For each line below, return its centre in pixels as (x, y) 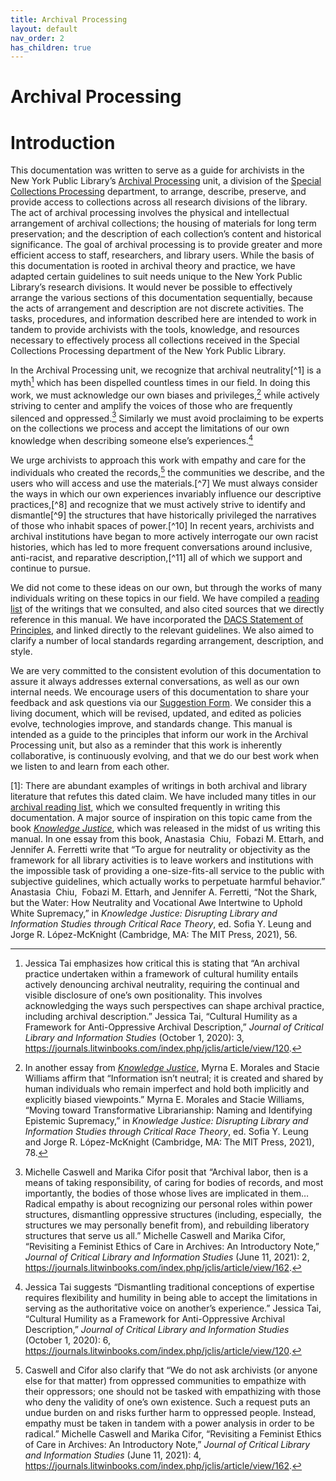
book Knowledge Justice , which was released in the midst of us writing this (165, 828)
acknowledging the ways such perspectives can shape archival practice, (174, 1005)
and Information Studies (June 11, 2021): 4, (113, 1455)
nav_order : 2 (37, 38)
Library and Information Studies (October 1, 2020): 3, (134, 1037)
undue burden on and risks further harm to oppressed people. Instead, (170, 1412)
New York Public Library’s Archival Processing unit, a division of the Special (166, 181)
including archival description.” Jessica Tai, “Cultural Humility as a (161, 1016)
